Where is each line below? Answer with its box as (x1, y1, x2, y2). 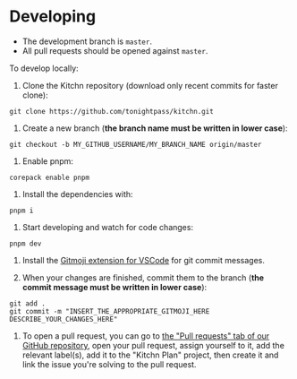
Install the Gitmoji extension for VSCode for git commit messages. (21, 254, 266, 265)
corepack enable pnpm (9, 173, 90, 182)
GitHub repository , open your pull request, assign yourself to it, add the (21, 340, 284, 350)
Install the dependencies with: (21, 188, 133, 199)
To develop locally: (9, 63, 79, 73)
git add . (9, 298, 47, 308)
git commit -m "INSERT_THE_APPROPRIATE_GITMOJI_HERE (9, 306, 210, 315)
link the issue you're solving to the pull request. (21, 358, 197, 369)
